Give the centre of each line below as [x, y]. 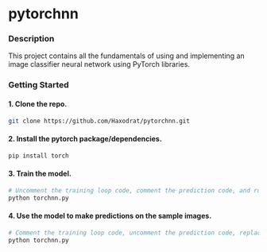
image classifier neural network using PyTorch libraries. [99, 64]
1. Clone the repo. [38, 104]
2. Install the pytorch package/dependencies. [85, 139]
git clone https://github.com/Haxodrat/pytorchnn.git [99, 121]
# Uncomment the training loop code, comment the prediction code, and [129, 190]
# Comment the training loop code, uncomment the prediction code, [122, 233]
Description [31, 39]
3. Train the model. [40, 174]
